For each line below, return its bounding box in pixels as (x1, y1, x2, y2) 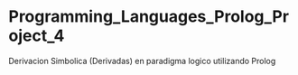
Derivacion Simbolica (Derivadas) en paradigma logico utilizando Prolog (8, 55, 276, 66)
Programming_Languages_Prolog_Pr (8, 6, 290, 27)
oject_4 (8, 25, 65, 46)
